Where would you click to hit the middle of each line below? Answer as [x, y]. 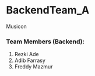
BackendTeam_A [48, 10]
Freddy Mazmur [34, 67]
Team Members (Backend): [45, 42]
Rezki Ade [27, 54]
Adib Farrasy [30, 61]
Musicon [17, 26]
